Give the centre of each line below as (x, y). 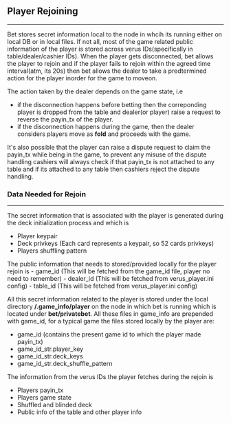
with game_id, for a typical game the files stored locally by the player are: (111, 321)
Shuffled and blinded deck (55, 405)
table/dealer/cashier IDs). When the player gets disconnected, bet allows (110, 56)
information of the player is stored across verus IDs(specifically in (100, 49)
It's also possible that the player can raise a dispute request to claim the (109, 147)
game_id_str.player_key (50, 349)
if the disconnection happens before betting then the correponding (112, 104)
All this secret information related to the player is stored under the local (108, 299)
